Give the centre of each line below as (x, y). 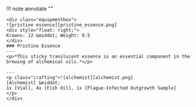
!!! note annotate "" (30, 9)
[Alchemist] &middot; (33, 83)
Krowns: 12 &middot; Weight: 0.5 (48, 35)
